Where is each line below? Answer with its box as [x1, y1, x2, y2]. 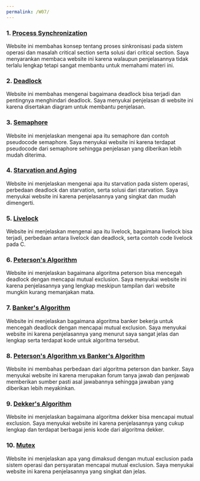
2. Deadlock [6, 77, 42, 85]
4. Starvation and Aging [6, 166, 77, 175]
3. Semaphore [6, 118, 48, 127]
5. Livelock [6, 214, 39, 222]
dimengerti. [6, 199, 35, 206]
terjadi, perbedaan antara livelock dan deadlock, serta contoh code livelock [6, 234, 193, 242]
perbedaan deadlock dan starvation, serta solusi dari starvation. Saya [6, 186, 178, 193]
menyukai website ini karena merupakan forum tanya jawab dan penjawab [6, 372, 190, 379]
